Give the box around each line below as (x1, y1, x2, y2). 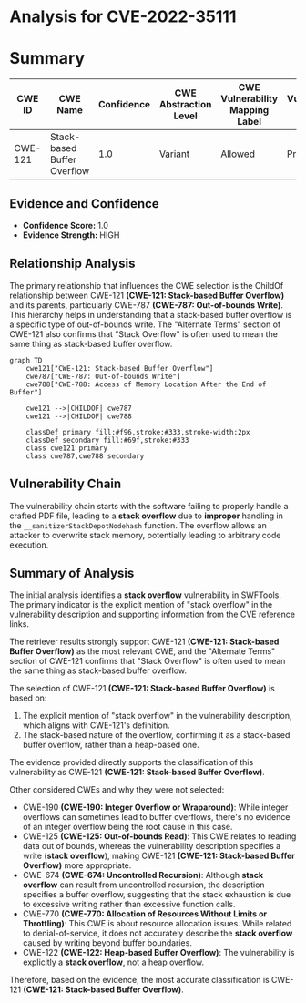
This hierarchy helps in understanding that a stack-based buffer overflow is (9, 309, 292, 320)
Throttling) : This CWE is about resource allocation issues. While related (22, 918, 292, 929)
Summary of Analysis (9, 565, 135, 580)
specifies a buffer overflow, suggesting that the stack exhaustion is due (22, 889, 291, 900)
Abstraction (158, 98, 212, 111)
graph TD (9, 355, 43, 365)
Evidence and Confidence (9, 196, 159, 211)
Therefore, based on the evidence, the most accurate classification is (9, 975, 270, 986)
